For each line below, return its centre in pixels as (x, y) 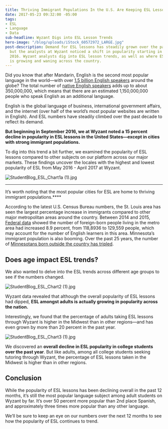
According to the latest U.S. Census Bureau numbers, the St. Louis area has (83, 207)
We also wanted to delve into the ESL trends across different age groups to (82, 272)
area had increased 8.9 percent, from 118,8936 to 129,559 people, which (80, 228)
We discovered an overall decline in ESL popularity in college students (79, 347)
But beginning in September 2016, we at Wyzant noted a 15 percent (76, 132)
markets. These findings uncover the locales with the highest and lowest (80, 162)
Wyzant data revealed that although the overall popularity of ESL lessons (80, 296)
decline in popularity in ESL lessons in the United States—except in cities (82, 137)
